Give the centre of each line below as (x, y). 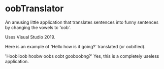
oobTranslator (34, 9)
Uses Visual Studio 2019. (30, 37)
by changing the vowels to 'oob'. (38, 27)
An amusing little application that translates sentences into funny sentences (82, 22)
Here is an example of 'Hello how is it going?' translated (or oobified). (76, 46)
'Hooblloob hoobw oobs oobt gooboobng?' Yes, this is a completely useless (82, 56)
